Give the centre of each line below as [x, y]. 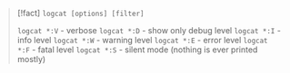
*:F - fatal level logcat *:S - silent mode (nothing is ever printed [137, 50]
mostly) [31, 59]
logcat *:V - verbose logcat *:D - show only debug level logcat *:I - [149, 30]
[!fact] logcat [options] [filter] [80, 13]
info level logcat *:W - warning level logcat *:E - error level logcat [143, 40]
